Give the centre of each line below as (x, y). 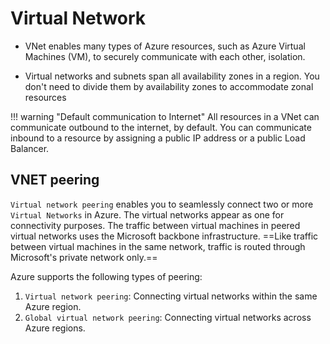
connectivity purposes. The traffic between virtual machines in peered (155, 225)
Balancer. (30, 148)
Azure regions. (55, 328)
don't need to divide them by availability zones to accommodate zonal (169, 86)
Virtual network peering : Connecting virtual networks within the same (171, 296)
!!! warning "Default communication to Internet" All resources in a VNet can (165, 116)
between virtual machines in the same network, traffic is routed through (158, 246)
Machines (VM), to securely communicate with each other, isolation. (165, 56)
